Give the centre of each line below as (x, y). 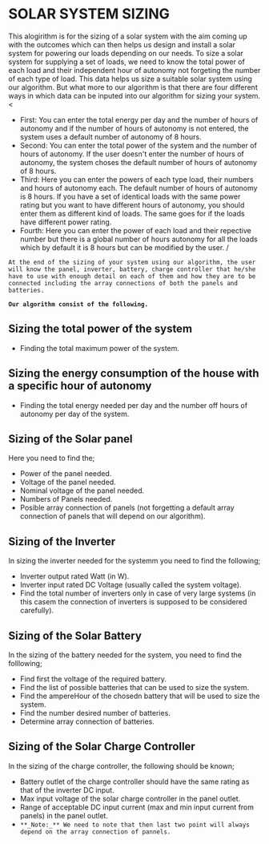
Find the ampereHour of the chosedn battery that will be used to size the (140, 696)
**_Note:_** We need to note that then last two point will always (134, 825)
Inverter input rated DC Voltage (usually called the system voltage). (130, 585)
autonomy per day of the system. (74, 414)
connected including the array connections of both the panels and (123, 283)
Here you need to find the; (52, 458)
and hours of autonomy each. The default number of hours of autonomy (139, 188)
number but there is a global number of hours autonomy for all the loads (139, 239)
